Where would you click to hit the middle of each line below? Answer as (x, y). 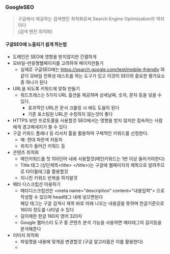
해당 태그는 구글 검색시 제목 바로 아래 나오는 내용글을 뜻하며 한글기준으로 (92, 203)
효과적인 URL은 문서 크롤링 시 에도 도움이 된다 (74, 108)
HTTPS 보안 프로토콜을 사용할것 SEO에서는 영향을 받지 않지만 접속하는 (83, 120)
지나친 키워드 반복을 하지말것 (49, 177)
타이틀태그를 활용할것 (47, 171)
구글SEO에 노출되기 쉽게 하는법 (36, 44)
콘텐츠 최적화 (26, 152)
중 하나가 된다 (34, 82)
